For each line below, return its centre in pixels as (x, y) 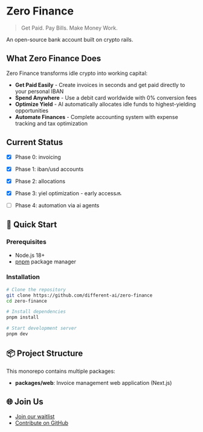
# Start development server (42, 328)
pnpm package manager (46, 262)
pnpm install (23, 318)
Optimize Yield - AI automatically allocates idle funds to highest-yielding (105, 104)
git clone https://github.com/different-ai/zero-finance (79, 295)
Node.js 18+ (30, 255)
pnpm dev (17, 334)
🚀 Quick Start (32, 225)
